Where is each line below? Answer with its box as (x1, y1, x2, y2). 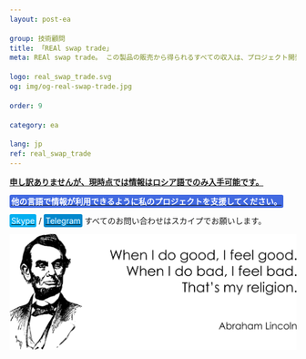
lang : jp (9, 139, 43, 149)
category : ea (9, 120, 59, 129)
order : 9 (9, 101, 43, 110)
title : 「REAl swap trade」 (9, 44, 114, 53)
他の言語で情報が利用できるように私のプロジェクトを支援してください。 (11, 196, 282, 207)
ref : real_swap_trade (9, 149, 92, 159)
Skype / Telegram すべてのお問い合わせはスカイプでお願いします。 (11, 215, 267, 226)
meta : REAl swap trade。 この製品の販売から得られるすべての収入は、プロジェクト (9, 53, 289, 63)
